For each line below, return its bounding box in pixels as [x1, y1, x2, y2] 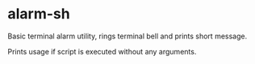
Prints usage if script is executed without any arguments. [7, 46, 197, 56]
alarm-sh [7, 5, 70, 23]
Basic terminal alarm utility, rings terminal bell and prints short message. [7, 31, 248, 41]
